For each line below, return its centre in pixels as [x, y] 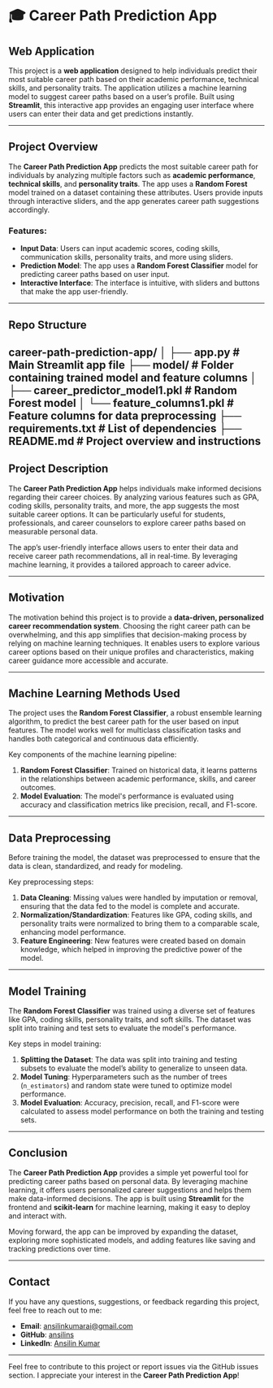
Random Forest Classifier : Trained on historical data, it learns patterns [139, 770]
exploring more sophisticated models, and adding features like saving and [132, 1240]
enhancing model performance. [73, 932]
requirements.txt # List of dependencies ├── [125, 428]
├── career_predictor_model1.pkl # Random [123, 390]
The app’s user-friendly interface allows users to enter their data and [123, 547]
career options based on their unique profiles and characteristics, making [131, 651]
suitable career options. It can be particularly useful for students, [117, 514]
